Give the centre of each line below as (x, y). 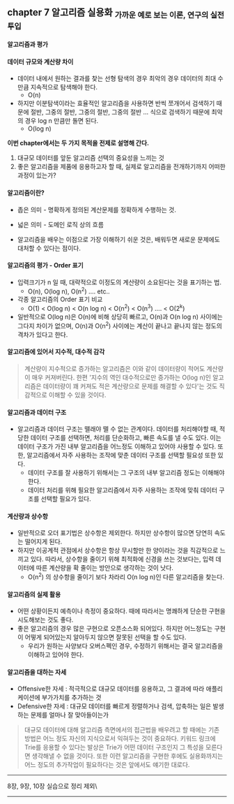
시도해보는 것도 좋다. (45, 620)
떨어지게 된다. (44, 542)
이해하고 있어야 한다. (56, 655)
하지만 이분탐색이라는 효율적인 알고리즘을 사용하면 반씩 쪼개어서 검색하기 (116, 103)
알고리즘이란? (26, 192)
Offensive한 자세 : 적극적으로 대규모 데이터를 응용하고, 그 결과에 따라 (111, 689)
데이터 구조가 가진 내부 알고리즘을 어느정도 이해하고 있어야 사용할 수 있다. (117, 446)
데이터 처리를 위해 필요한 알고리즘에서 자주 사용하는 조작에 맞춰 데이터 (123, 490)
